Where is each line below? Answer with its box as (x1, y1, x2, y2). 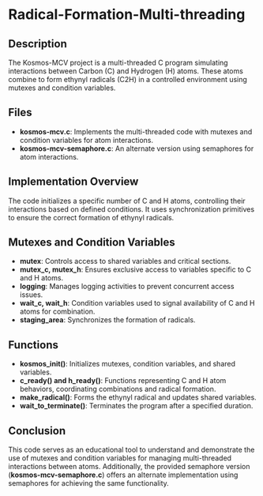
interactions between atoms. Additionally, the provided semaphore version (8, 462, 250, 472)
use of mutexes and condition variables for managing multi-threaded (8, 453, 231, 463)
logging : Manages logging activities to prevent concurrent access (19, 282, 235, 291)
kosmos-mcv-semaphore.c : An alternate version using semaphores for (19, 144, 254, 153)
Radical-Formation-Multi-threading (8, 6, 246, 24)
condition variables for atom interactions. (19, 135, 154, 145)
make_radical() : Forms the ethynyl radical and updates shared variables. (19, 393, 257, 402)
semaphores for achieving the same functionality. (8, 479, 170, 488)
